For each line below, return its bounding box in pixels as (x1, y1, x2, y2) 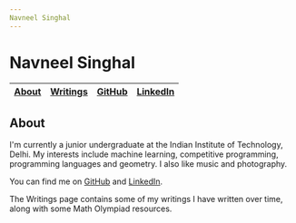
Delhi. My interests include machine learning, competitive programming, (9, 149, 279, 160)
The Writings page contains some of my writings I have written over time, (9, 194, 283, 205)
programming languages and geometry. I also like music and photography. (9, 159, 288, 170)
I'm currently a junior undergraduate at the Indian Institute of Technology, (9, 140, 283, 150)
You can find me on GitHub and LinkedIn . (9, 176, 163, 187)
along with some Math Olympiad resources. (9, 203, 173, 214)
